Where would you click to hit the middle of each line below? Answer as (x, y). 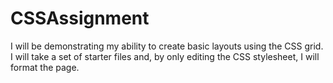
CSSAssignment (80, 18)
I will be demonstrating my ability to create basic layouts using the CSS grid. (167, 46)
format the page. (45, 67)
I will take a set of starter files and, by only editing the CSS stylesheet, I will (165, 56)
